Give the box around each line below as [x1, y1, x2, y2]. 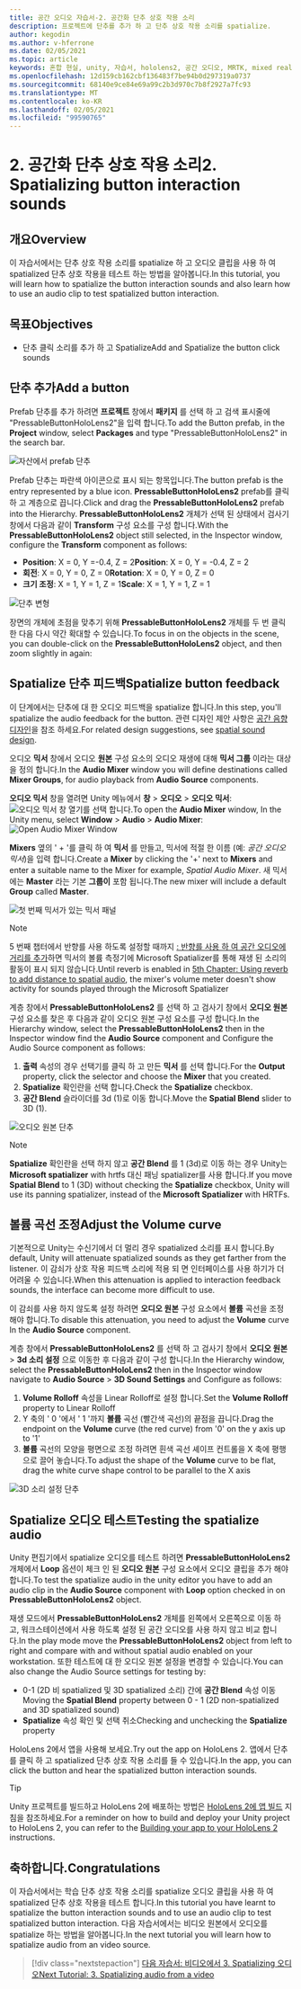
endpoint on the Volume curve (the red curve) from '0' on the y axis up [22, 1423, 286, 1434]
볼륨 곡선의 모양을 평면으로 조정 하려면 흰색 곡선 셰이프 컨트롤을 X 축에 [22, 1444, 270, 1455]
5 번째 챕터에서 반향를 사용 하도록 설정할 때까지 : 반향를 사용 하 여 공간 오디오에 [9, 941, 287, 951]
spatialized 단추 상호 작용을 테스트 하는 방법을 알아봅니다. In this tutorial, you [9, 269, 280, 280]
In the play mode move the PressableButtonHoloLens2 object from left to [18, 1636, 292, 1646]
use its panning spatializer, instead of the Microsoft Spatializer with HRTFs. [9, 1189, 290, 1200]
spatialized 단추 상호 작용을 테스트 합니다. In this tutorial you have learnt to [9, 1897, 276, 1907]
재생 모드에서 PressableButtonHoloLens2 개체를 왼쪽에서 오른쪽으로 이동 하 [9, 1613, 281, 1624]
